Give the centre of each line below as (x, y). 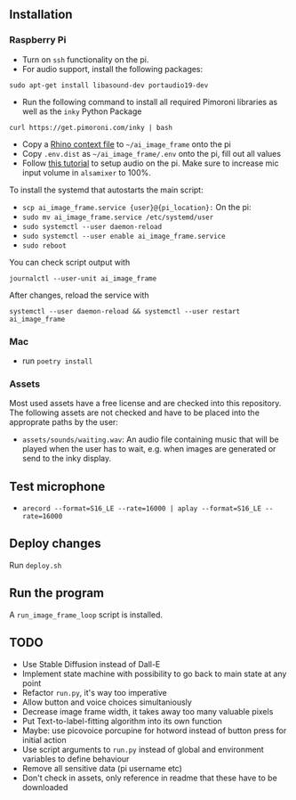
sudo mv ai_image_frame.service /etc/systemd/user (118, 217)
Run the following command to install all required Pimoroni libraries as (150, 102)
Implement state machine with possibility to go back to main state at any (154, 673)
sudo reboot (44, 245)
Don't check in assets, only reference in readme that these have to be (149, 778)
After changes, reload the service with (79, 295)
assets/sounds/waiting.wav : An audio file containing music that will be (150, 439)
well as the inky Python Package (82, 111)
